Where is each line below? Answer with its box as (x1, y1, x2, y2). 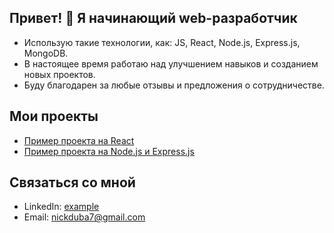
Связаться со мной (9, 174, 136, 191)
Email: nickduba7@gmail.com (23, 211, 146, 223)
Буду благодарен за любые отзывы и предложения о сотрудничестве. (23, 79, 325, 91)
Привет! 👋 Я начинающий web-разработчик (9, 10, 298, 27)
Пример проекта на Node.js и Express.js (23, 145, 195, 157)
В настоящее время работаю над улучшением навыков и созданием (23, 57, 319, 70)
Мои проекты (9, 108, 99, 125)
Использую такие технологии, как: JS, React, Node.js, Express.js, (23, 36, 301, 48)
